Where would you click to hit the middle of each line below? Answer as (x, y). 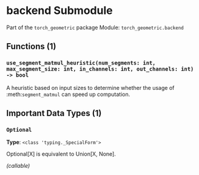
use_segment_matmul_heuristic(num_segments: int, (81, 63)
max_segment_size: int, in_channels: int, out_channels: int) (100, 69)
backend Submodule (60, 11)
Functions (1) (31, 46)
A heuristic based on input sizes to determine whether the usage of (90, 87)
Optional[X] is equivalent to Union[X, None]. (61, 154)
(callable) (18, 166)
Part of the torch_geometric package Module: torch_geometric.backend (95, 27)
